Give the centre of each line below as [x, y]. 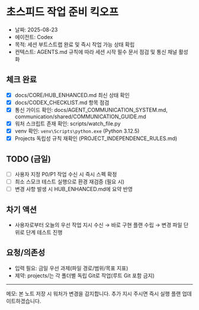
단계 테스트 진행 [44, 232]
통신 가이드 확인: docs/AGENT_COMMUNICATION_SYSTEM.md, [91, 109]
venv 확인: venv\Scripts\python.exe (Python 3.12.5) [77, 131]
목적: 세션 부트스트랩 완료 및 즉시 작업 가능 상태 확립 [75, 44]
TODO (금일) [29, 159]
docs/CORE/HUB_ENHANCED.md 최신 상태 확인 [72, 95]
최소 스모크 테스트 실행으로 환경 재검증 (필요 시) [70, 182]
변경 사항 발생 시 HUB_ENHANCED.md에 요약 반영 [74, 189]
